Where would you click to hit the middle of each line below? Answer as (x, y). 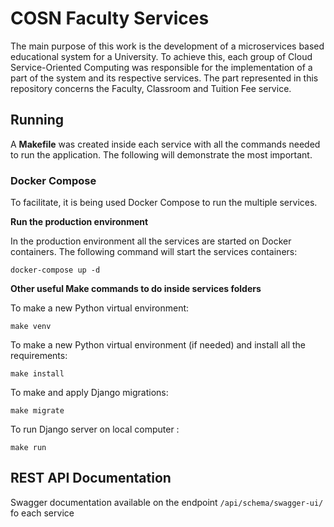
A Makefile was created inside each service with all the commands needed (165, 144)
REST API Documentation (91, 478)
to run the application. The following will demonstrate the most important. (161, 154)
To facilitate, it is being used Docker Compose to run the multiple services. (164, 203)
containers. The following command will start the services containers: (154, 252)
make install (37, 374)
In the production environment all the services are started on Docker (151, 241)
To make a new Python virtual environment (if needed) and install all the (158, 345)
